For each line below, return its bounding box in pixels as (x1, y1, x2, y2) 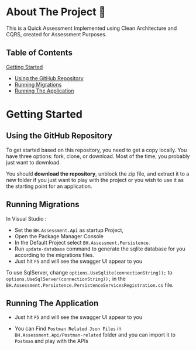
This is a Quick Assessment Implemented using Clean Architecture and (6, 25, 177, 32)
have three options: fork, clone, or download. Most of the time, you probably (6, 152, 190, 160)
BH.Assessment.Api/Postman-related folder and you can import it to (14, 331, 176, 338)
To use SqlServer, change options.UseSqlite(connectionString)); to (6, 269, 173, 276)
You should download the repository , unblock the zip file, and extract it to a (6, 170, 190, 177)
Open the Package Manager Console (14, 232, 104, 239)
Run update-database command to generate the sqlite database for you (14, 245, 185, 252)
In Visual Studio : (6, 215, 47, 222)
